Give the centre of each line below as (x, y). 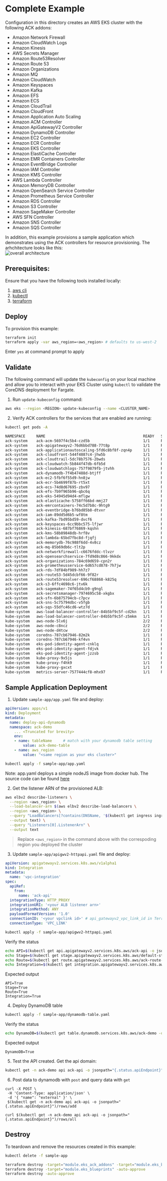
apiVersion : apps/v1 (27, 709)
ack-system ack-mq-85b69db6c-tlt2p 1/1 (78, 547)
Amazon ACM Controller (37, 122)
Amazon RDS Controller (37, 201)
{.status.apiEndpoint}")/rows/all (41, 1119)
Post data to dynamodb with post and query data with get (71, 1080)
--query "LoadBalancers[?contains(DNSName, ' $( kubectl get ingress (81, 816)
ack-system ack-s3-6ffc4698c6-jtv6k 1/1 (78, 584)
